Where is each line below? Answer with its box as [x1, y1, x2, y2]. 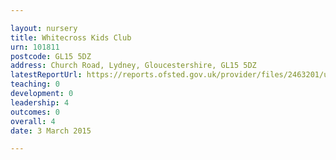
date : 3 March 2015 [10, 126, 92, 136]
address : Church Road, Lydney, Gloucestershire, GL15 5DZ [10, 61, 257, 71]
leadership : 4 [10, 97, 70, 108]
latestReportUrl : [10, 70, 83, 80]
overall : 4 [10, 116, 56, 126]
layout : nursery [10, 23, 78, 33]
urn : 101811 [10, 42, 60, 52]
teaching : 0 [10, 79, 60, 90]
